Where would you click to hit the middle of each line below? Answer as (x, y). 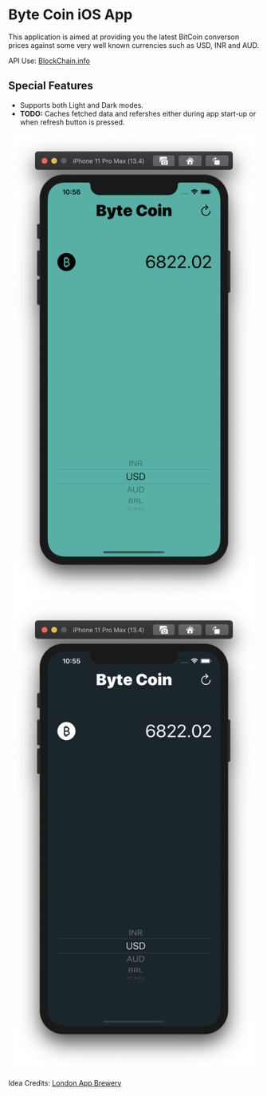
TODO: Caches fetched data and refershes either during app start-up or (138, 113)
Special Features (51, 86)
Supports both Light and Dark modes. (81, 105)
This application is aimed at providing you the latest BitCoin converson (124, 37)
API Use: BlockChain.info (49, 61)
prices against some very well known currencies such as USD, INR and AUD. (134, 45)
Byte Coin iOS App (71, 15)
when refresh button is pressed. (72, 122)
